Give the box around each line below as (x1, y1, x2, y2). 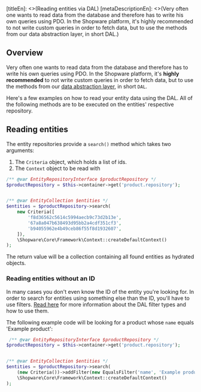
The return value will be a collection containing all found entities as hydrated (6, 253, 194, 260)
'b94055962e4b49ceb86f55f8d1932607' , (28, 226, 121, 232)
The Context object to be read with (14, 165, 100, 172)
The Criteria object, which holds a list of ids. (14, 158, 127, 165)
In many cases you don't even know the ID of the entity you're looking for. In (6, 288, 194, 295)
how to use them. (6, 307, 49, 314)
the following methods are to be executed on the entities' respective (6, 101, 175, 108)
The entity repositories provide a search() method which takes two (6, 140, 172, 147)
